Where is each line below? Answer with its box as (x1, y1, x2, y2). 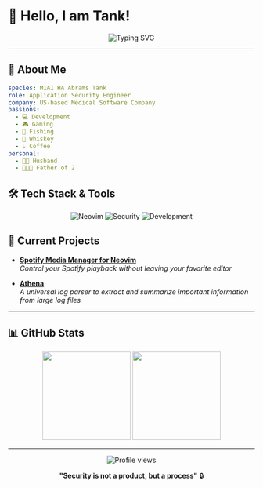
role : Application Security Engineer (8, 91, 131, 99)
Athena (19, 279, 45, 288)
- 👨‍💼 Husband (15, 157, 58, 165)
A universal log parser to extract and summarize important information (19, 286, 249, 297)
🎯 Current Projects (8, 235, 100, 248)
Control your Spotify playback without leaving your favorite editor (19, 263, 232, 273)
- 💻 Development (15, 113, 70, 121)
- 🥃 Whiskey (15, 135, 55, 143)
